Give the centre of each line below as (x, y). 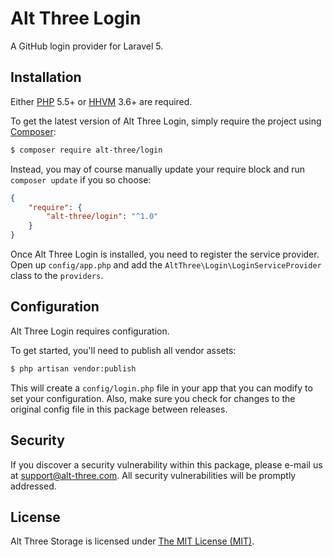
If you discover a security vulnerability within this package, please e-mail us (166, 464)
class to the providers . (57, 275)
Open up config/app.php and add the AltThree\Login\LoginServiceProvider (166, 265)
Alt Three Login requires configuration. (90, 331)
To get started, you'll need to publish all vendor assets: (123, 350)
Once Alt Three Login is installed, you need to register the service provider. (165, 254)
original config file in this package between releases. (119, 409)
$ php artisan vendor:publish (73, 368)
